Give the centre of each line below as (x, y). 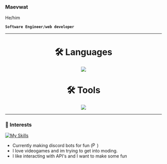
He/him (13, 18)
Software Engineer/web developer (40, 27)
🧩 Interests (19, 125)
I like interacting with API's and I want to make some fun (70, 156)
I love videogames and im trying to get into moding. (65, 151)
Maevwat (17, 7)
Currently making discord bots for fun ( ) (55, 146)
